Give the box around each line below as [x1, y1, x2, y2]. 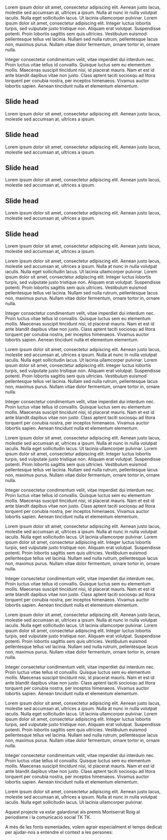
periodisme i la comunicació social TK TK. [5, 814, 91, 820]
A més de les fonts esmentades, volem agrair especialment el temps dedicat [5, 824, 162, 830]
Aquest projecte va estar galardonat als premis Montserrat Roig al [5, 809, 141, 815]
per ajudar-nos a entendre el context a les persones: [5, 829, 113, 835]
